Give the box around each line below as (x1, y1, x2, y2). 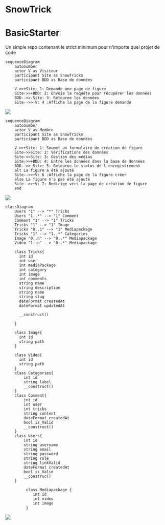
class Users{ (14, 434, 42, 439)
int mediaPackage (18, 263, 56, 268)
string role (23, 456, 50, 461)
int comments (18, 276, 47, 282)
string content (23, 411, 56, 416)
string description (18, 285, 60, 290)
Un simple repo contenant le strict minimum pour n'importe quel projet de (5, 44, 160, 50)
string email (23, 447, 52, 452)
